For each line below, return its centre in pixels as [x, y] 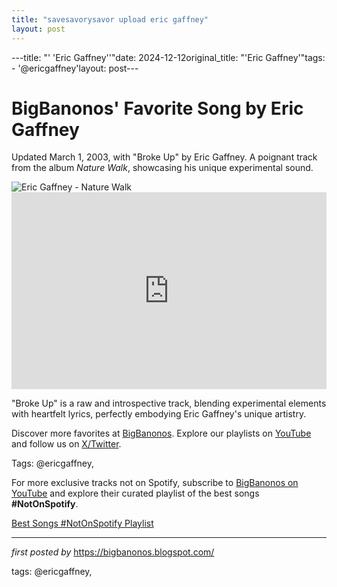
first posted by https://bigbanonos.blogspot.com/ [113, 552]
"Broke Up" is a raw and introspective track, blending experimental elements [169, 403]
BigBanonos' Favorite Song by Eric [157, 108]
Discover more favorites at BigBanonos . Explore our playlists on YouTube [161, 433]
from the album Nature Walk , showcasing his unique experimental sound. [162, 168]
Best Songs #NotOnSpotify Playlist [82, 523]
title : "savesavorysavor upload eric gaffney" [110, 19]
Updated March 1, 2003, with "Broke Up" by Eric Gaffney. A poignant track [164, 157]
